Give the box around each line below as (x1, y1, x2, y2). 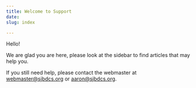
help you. (6, 58, 29, 65)
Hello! (6, 40, 20, 47)
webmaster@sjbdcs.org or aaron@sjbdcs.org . (6, 75, 117, 82)
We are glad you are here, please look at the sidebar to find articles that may (6, 52, 190, 59)
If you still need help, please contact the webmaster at (6, 69, 137, 76)
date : (6, 14, 19, 20)
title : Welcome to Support (6, 8, 72, 15)
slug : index (6, 19, 35, 25)
